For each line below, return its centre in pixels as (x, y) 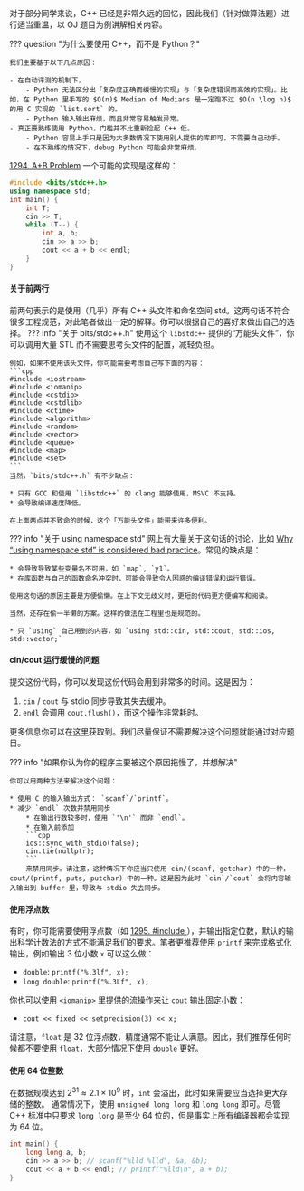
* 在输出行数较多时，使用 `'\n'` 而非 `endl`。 (107, 818)
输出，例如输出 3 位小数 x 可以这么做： (82, 954)
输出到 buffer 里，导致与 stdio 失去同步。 (90, 888)
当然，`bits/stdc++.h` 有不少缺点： (72, 475)
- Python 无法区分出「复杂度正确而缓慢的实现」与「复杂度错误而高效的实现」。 (153, 90)
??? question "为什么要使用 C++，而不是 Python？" (105, 44)
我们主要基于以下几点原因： (53, 62)
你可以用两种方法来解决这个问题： (63, 782)
